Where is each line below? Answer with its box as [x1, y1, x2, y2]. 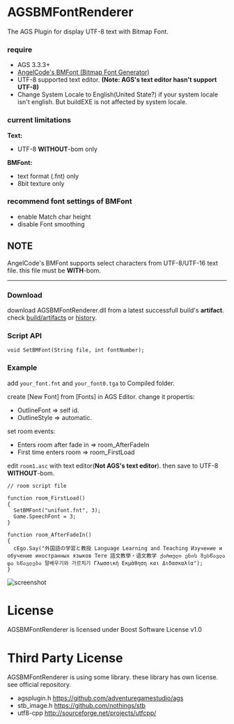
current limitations [7, 115, 72, 125]
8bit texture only [17, 179, 65, 187]
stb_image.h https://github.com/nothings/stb [17, 702, 146, 710]
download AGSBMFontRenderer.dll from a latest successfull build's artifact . [7, 305, 224, 314]
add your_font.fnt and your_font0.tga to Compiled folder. [7, 379, 175, 387]
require [7, 45, 33, 55]
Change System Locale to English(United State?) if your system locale [17, 90, 218, 99]
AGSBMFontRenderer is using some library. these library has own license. [7, 673, 219, 681]
